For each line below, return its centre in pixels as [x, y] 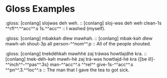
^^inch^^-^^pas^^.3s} [27, 64]
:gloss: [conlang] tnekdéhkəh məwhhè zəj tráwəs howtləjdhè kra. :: [76, 54]
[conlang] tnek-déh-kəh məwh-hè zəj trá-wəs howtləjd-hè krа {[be [76, 59]
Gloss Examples [40, 9]
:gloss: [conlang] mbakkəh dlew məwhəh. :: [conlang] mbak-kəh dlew [79, 38]
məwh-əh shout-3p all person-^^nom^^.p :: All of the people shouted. [78, 43]
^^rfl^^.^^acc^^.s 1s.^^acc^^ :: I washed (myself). [55, 28]
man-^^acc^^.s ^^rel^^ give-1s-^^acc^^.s [91, 64]
